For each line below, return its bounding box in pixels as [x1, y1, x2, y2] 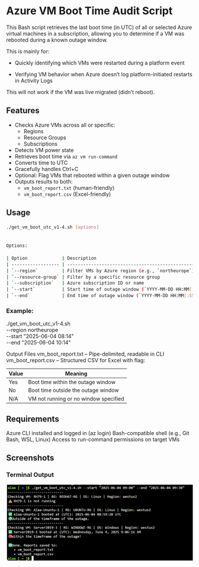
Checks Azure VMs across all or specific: [14, 121, 115, 128]
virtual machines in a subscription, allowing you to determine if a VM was [6, 30, 185, 37]
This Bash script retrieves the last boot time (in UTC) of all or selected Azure [6, 24, 192, 31]
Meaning [65, 370, 88, 377]
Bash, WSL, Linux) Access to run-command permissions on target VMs [6, 436, 180, 443]
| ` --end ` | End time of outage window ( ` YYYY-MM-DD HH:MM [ [6, 293, 187, 299]
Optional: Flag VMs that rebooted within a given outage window [14, 172, 170, 179]
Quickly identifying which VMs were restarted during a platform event [14, 59, 185, 66]
